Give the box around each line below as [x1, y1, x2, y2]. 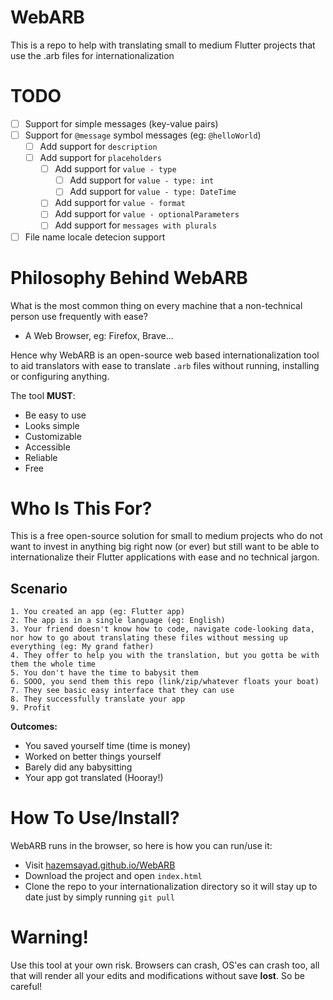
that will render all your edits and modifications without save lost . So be [10, 970, 305, 982]
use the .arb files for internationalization [10, 49, 175, 61]
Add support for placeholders [39, 152, 162, 164]
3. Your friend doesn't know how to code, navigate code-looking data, [10, 624, 315, 635]
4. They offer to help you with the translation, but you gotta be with [10, 651, 320, 661]
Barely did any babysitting [24, 761, 133, 773]
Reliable [24, 451, 58, 463]
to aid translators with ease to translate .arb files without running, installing [10, 359, 320, 371]
